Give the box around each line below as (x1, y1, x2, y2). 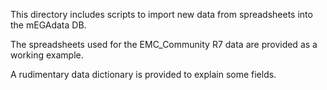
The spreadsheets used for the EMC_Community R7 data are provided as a (10, 39, 318, 50)
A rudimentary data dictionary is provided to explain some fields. (10, 69, 277, 80)
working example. (10, 49, 84, 61)
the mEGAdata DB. (10, 19, 87, 31)
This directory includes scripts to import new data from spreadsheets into (10, 9, 313, 20)
